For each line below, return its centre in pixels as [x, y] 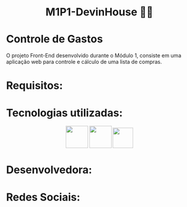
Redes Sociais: [43, 197]
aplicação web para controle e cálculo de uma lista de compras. [84, 62]
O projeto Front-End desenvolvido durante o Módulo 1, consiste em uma [94, 56]
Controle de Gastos [55, 39]
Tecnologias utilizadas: [65, 113]
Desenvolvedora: [49, 170]
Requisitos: [35, 86]
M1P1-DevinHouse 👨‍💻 [99, 12]
